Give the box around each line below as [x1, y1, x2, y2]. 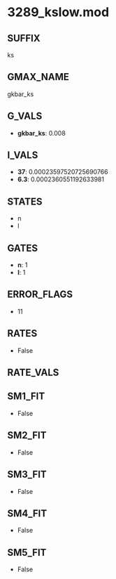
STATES [7, 195, 43, 207]
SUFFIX [7, 32, 41, 44]
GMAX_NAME [7, 71, 70, 83]
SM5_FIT [7, 546, 47, 559]
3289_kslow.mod [7, 4, 110, 20]
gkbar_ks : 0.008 [17, 129, 66, 137]
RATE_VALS [7, 367, 59, 379]
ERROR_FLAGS [7, 289, 73, 301]
